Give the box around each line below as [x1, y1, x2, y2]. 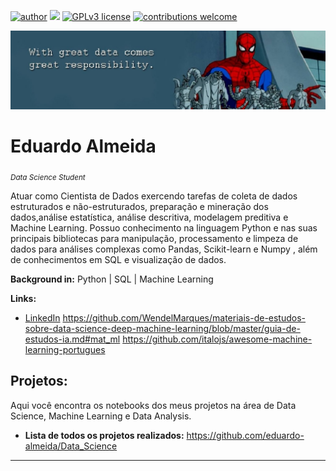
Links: [10, 292, 37, 304]
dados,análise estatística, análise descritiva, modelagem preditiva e [10, 211, 289, 223]
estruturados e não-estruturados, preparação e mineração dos [10, 200, 269, 212]
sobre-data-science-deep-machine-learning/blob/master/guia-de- [24, 322, 301, 334]
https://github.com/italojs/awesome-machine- [122, 333, 313, 345]
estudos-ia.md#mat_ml [24, 333, 121, 345]
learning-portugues [24, 343, 106, 355]
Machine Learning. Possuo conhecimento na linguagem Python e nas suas [10, 221, 318, 234]
